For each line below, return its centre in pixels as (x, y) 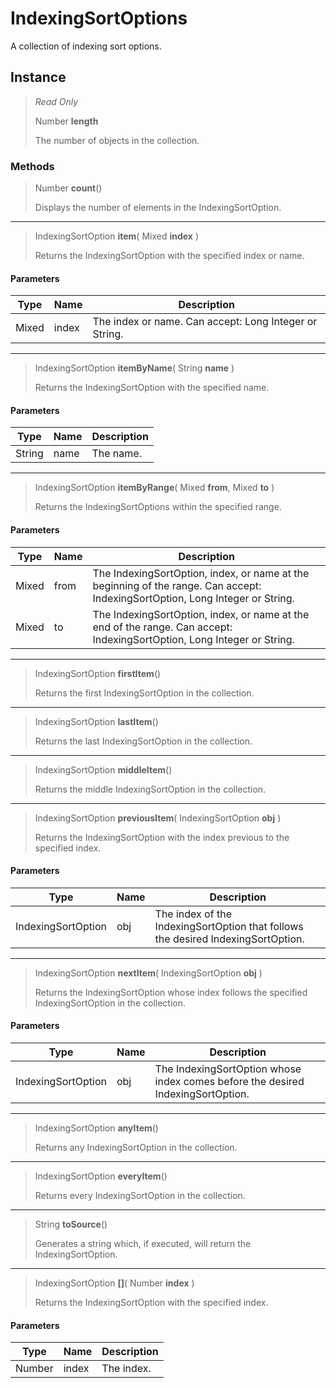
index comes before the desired (229, 1082)
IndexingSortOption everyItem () (101, 1176)
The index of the (193, 914)
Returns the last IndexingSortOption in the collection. (143, 741)
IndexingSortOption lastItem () (96, 721)
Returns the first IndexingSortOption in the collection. (144, 693)
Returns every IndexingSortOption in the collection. (140, 1196)
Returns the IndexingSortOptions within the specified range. (158, 507)
